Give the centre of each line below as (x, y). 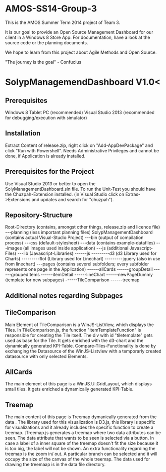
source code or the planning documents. (47, 42)
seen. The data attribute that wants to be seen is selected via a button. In (80, 438)
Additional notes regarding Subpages (64, 295)
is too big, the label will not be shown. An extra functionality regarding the (81, 449)
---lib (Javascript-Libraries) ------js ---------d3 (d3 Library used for (87, 253)
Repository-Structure (39, 215)
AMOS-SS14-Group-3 (51, 9)
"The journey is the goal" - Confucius (43, 62)
